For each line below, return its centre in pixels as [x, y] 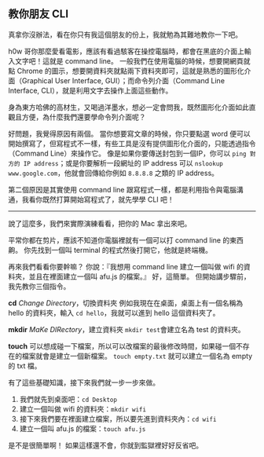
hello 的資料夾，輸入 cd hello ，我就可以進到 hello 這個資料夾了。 [114, 313]
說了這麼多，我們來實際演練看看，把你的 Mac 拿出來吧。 [100, 223]
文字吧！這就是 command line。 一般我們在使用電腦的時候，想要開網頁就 [132, 60]
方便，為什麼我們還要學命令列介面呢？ [84, 117]
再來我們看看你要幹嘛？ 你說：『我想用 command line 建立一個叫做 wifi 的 [126, 266]
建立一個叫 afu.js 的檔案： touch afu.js [82, 428]
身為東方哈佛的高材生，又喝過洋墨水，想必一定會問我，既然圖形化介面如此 [128, 107]
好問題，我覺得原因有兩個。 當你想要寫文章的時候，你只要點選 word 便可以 [130, 133]
